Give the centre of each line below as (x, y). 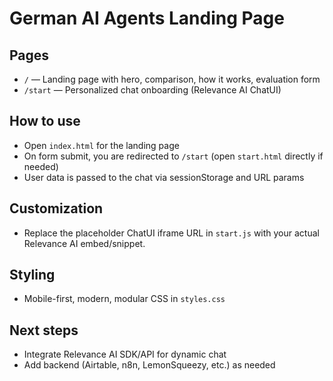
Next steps (44, 330)
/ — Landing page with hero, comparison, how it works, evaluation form (172, 79)
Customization (56, 208)
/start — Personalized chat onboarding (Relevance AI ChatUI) (152, 90)
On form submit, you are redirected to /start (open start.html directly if (173, 156)
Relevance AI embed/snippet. (84, 243)
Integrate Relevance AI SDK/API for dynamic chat (125, 354)
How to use (45, 121)
